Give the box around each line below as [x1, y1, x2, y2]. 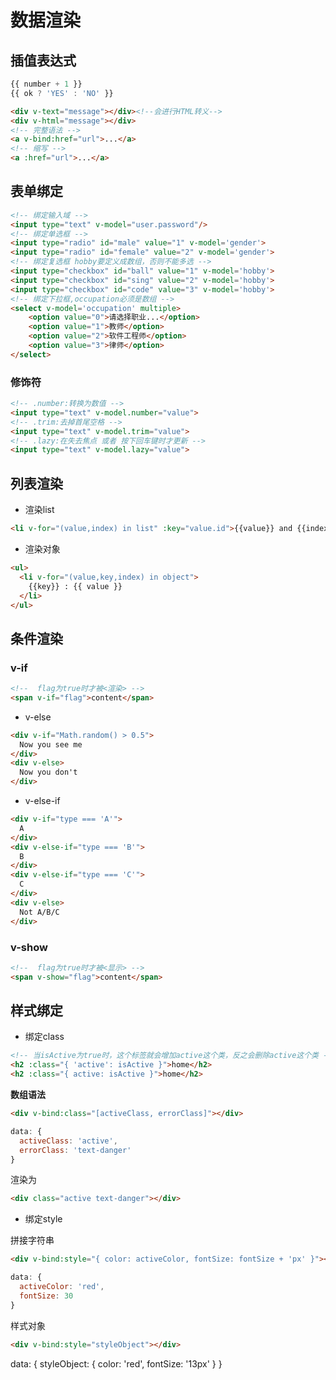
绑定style [24, 1213, 63, 1225]
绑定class [24, 1031, 65, 1043]
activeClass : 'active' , [19, 1136, 118, 1146]
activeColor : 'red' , [19, 1282, 105, 1292]
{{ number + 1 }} [10, 79, 83, 89]
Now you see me [19, 739, 83, 750]
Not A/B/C [19, 907, 60, 917]
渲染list [24, 504, 55, 516]
